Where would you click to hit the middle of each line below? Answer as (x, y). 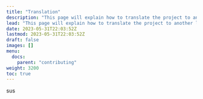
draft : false (23, 40)
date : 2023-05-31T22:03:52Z (42, 29)
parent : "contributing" (47, 62)
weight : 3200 (23, 68)
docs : (19, 57)
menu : (13, 51)
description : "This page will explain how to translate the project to (98, 18)
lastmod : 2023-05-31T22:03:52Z (46, 34)
